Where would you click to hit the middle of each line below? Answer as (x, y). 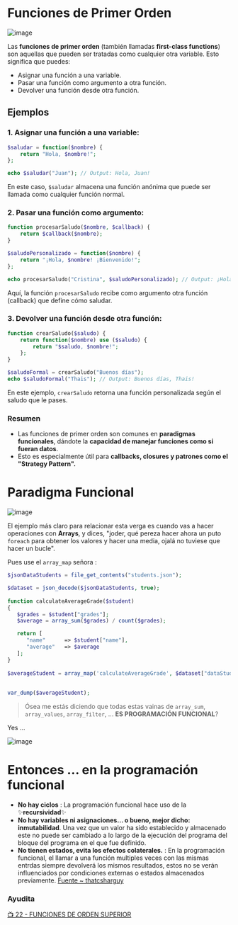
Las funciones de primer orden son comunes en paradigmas (107, 434)
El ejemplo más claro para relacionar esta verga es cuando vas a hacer (110, 526)
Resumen (24, 418)
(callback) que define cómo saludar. (60, 300)
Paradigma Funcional (71, 493)
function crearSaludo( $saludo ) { (57, 333)
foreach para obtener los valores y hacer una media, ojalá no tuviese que (114, 541)
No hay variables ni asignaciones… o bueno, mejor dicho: (104, 820)
